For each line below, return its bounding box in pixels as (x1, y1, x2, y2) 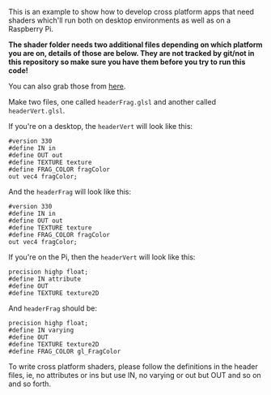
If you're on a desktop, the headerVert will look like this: (8, 122, 193, 131)
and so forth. (8, 379, 51, 389)
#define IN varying (8, 326, 74, 334)
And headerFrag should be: (8, 303, 97, 313)
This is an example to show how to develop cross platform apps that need (8, 7, 255, 16)
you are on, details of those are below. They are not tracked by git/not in (8, 49, 255, 58)
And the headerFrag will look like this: (8, 187, 132, 196)
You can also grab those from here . (8, 81, 126, 91)
